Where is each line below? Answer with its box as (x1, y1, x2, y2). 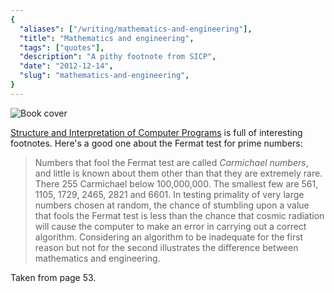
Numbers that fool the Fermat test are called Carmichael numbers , (34, 156, 309, 168)
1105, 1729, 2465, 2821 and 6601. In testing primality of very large (34, 188, 305, 200)
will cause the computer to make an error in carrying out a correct (34, 220, 307, 232)
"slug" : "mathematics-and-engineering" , (19, 71, 190, 81)
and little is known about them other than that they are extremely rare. (34, 167, 323, 179)
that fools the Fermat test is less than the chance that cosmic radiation (34, 209, 325, 221)
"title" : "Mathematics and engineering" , (19, 33, 195, 43)
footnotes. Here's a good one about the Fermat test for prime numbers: (10, 137, 303, 149)
